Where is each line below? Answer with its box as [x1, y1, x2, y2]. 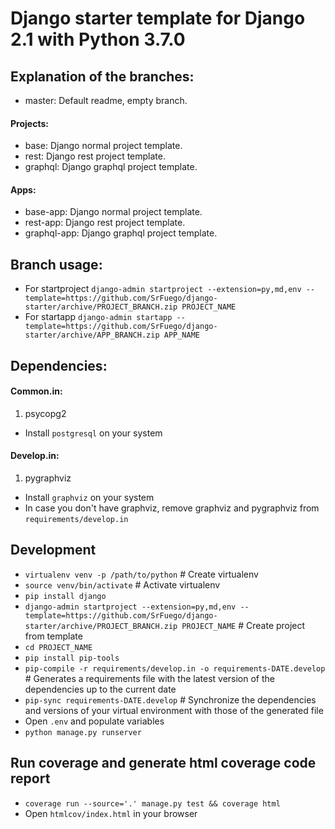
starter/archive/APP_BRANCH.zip [24, 330, 160, 341]
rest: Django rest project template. [24, 150, 166, 162]
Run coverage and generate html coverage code [10, 755, 317, 772]
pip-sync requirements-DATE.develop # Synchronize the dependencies [24, 693, 317, 706]
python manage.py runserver [24, 727, 142, 737]
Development [10, 542, 97, 559]
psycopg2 [24, 407, 67, 419]
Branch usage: [10, 256, 103, 273]
